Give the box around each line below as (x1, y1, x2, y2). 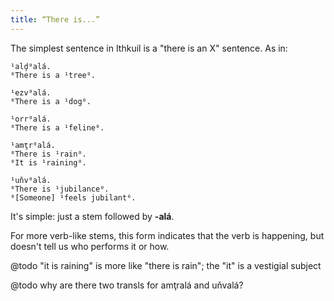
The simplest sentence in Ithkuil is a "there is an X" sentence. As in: (10, 42, 288, 54)
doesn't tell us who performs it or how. (10, 240, 170, 252)
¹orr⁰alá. (10, 114, 52, 124)
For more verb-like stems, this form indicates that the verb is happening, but (10, 229, 325, 241)
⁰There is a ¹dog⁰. (10, 96, 92, 106)
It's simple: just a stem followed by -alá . (10, 210, 175, 222)
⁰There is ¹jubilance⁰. (10, 184, 110, 194)
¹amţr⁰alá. (10, 140, 56, 150)
